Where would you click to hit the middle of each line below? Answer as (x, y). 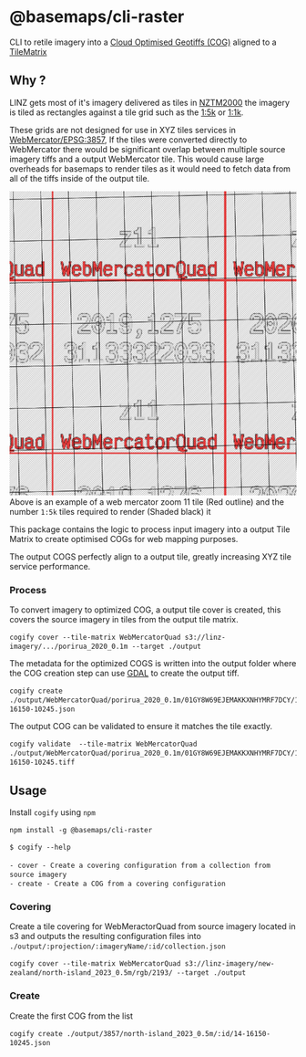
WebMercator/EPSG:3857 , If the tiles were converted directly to (128, 140)
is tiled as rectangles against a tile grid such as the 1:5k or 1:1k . (127, 112)
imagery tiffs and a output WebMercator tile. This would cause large (137, 159)
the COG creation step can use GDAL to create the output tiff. (124, 674)
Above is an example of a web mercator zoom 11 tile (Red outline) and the (147, 502)
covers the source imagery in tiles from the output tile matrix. (124, 620)
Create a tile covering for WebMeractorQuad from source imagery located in (153, 926)
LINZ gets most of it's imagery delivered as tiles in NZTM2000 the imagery (149, 102)
